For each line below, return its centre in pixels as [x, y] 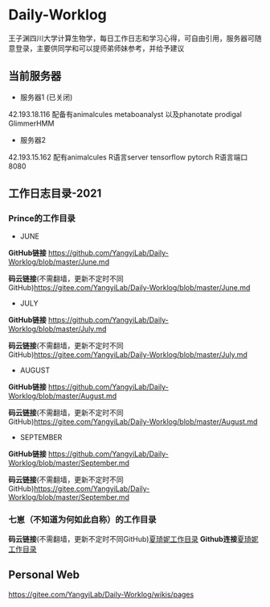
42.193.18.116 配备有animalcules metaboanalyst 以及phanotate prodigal [125, 114]
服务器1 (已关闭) [46, 97]
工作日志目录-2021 [55, 194]
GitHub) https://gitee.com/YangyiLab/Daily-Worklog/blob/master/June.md [129, 288]
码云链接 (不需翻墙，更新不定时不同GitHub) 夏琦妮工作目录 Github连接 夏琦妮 [133, 538]
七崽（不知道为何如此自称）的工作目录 [82, 520]
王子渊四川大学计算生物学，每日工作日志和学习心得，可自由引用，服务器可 [131, 38]
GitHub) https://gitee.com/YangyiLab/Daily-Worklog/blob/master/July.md [128, 355]
